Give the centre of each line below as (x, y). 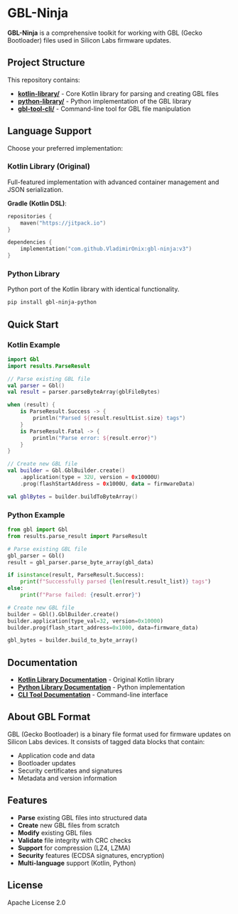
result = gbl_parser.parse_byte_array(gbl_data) (81, 562)
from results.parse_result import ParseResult (77, 536)
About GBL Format (49, 717)
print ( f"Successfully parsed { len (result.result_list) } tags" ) (116, 582)
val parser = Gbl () (36, 385)
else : (15, 588)
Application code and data (56, 756)
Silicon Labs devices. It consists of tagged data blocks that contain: (106, 741)
